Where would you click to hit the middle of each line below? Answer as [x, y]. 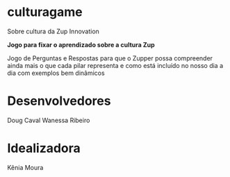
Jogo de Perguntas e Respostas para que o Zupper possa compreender [110, 58]
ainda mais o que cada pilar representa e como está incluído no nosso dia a [115, 65]
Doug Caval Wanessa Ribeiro [49, 120]
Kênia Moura [25, 167]
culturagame [45, 12]
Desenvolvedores [59, 101]
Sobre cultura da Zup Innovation [53, 31]
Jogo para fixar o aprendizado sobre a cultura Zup [81, 44]
